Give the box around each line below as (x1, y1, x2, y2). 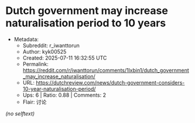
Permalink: (22, 60, 49, 68)
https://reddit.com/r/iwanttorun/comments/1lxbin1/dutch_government (22, 66, 190, 73)
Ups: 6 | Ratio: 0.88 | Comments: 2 (22, 92, 107, 99)
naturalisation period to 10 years (5, 16, 166, 30)
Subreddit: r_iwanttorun (22, 42, 80, 49)
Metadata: (13, 36, 39, 43)
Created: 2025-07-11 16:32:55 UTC (22, 54, 107, 61)
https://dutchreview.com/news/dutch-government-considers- (35, 79, 185, 86)
